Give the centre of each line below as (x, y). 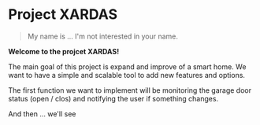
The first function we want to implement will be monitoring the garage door (130, 90)
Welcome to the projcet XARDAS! (64, 51)
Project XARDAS (63, 15)
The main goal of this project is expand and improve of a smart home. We (127, 66)
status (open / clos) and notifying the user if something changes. (113, 98)
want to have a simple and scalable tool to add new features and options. (127, 75)
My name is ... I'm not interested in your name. (103, 36)
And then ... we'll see (42, 114)
